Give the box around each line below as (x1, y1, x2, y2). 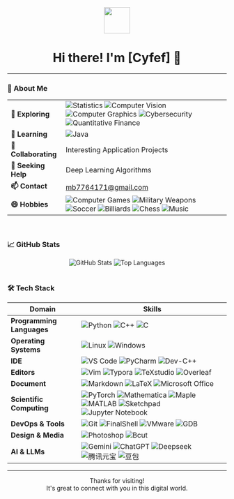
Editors (10, 367, 36, 377)
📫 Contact (10, 181, 47, 191)
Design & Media (10, 430, 64, 440)
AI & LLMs (10, 447, 45, 456)
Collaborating (10, 149, 57, 159)
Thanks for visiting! (89, 476, 145, 484)
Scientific (10, 394, 44, 404)
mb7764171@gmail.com (65, 182, 148, 192)
